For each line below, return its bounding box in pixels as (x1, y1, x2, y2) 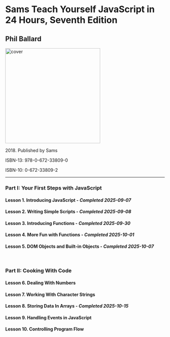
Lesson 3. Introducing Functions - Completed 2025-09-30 (5, 220, 131, 226)
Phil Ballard (5, 34, 41, 43)
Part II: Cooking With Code (5, 267, 72, 274)
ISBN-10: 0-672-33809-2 (5, 167, 58, 173)
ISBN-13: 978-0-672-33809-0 (5, 157, 68, 163)
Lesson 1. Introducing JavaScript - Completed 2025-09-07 (5, 197, 132, 203)
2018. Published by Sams (5, 147, 58, 153)
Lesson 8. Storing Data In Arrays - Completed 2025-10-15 (5, 303, 129, 309)
